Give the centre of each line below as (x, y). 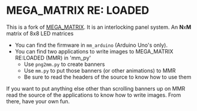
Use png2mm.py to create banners (64, 64)
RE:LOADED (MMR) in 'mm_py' (53, 58)
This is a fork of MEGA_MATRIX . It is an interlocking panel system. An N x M (99, 27)
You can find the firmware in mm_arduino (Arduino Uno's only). (91, 45)
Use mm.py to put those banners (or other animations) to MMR (100, 70)
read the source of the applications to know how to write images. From (94, 95)
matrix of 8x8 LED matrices (40, 33)
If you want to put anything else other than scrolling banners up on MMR (96, 88)
